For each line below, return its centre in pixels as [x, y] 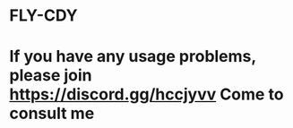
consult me [52, 114]
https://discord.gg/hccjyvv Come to [146, 94]
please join [51, 76]
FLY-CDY [43, 16]
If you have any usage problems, [133, 57]
